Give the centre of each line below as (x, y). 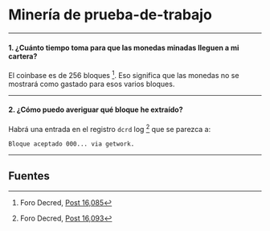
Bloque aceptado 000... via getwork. (72, 144)
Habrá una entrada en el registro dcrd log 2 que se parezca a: (110, 128)
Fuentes (29, 176)
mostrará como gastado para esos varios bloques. (92, 84)
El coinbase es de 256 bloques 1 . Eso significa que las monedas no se (124, 74)
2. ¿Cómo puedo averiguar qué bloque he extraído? (96, 109)
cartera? (23, 56)
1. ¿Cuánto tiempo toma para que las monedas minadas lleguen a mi (124, 47)
